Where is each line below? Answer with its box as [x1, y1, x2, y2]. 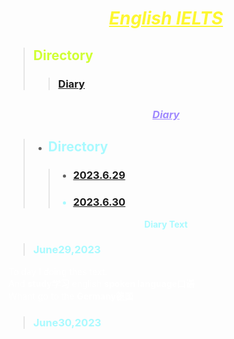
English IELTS [108, 7, 224, 30]
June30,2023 [32, 315, 102, 329]
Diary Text [144, 218, 188, 230]
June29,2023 [32, 243, 101, 257]
